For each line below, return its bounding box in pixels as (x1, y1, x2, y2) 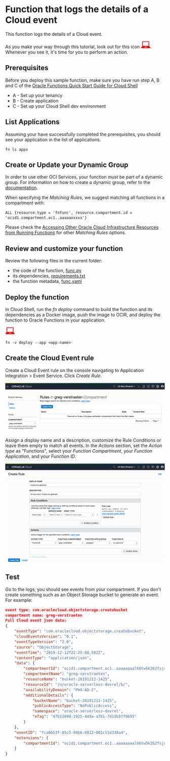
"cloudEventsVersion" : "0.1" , (14, 634, 78, 639)
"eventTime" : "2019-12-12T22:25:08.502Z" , (14, 650, 105, 655)
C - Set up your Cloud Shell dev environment (12, 103, 106, 109)
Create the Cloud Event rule (5, 354, 95, 363)
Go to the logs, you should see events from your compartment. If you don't (5, 586, 161, 592)
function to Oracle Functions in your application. (5, 317, 106, 323)
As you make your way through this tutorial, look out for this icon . (5, 43, 152, 50)
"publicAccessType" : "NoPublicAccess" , (32, 703, 116, 708)
